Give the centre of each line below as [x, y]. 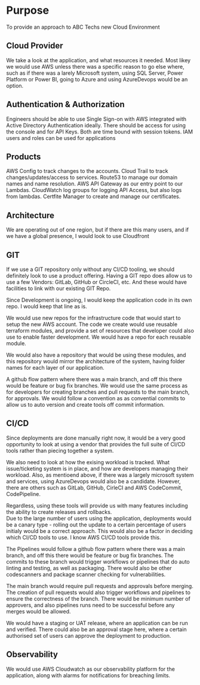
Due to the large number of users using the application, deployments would [99, 518]
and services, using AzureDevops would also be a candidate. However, [93, 481]
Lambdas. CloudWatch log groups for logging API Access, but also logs [94, 190]
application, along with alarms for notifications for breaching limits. [88, 675]
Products [24, 156]
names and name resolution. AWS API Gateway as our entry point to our [95, 184]
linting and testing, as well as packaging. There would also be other [89, 568]
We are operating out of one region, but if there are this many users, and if [98, 230]
